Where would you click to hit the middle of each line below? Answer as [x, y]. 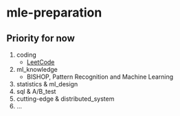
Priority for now [41, 38]
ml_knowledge [37, 69]
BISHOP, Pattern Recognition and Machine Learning [100, 77]
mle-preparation [54, 13]
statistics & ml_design [47, 84]
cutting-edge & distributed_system [65, 99]
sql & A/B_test [36, 91]
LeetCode [41, 62]
